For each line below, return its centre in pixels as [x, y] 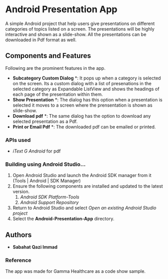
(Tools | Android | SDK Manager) [47, 181]
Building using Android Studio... [45, 164]
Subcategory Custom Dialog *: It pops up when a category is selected [87, 78]
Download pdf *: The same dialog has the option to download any [82, 116]
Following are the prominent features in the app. [55, 68]
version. [21, 192]
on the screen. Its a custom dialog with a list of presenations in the [82, 83]
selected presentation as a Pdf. [45, 121]
